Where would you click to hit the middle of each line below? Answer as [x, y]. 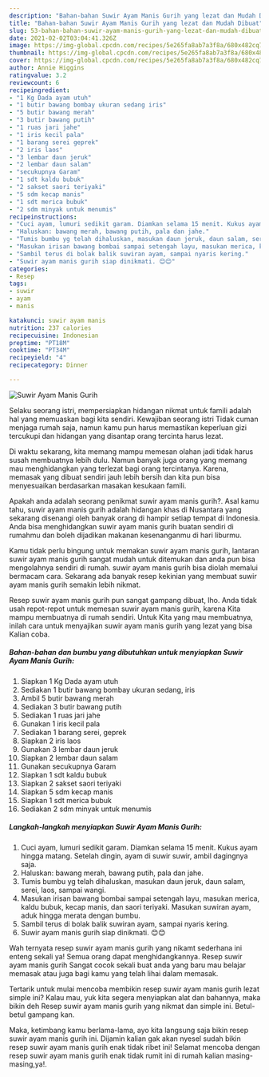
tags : [18, 284]
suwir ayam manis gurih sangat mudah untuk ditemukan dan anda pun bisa [133, 559]
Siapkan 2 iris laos [51, 741]
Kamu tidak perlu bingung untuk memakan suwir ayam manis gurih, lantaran [134, 550]
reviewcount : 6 [34, 82]
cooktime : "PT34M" [40, 350]
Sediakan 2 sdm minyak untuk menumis [86, 809]
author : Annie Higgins [47, 68]
